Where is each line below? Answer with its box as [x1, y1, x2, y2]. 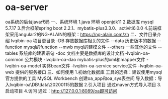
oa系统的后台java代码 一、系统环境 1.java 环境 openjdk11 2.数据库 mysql [5, 19, 154, 25]
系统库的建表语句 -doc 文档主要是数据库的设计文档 [19, 50, 124, 56]
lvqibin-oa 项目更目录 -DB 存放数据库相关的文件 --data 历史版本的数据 [11, 37, 156, 44]
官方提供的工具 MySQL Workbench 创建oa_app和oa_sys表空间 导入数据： [5, 75, 158, 81]
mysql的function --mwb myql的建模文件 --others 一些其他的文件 [23, 44, 157, 50]
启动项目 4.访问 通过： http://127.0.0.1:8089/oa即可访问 [5, 87, 118, 94]
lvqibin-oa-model [5, 62, 41, 69]
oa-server [5, 2, 48, 13]
